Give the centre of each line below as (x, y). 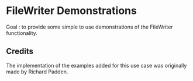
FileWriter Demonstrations (72, 11)
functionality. (22, 33)
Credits (20, 52)
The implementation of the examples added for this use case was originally (96, 65)
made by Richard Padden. (37, 72)
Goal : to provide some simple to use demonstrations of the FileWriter (90, 27)
